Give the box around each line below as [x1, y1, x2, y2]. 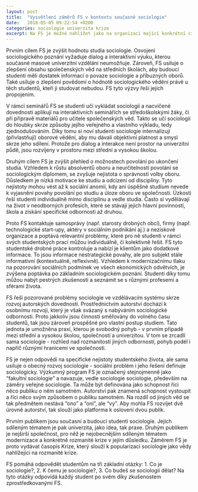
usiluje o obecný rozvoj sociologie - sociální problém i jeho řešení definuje [6, 362, 186, 369]
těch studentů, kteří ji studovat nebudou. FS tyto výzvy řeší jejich [6, 85, 164, 92]
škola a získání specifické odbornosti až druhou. [6, 208, 124, 216]
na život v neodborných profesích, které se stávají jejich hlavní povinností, [6, 202, 186, 209]
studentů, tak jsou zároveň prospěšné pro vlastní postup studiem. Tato [6, 319, 177, 326]
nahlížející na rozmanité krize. [6, 449, 78, 456]
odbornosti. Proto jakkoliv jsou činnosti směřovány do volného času [6, 313, 170, 320]
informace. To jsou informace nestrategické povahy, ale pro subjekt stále [6, 251, 183, 258]
